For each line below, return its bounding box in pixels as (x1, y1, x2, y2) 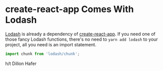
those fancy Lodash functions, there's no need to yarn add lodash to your (5, 36, 158, 42)
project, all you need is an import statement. (5, 41, 97, 47)
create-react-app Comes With (5, 4, 134, 15)
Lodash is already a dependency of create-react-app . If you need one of (5, 31, 156, 37)
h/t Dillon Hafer (5, 60, 37, 66)
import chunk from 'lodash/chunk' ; (5, 51, 80, 56)
